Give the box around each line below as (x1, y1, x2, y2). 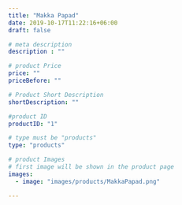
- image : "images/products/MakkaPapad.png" (15, 177, 160, 185)
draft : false (8, 26, 51, 34)
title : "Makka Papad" (8, 11, 80, 20)
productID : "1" (8, 120, 58, 128)
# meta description (8, 40, 72, 48)
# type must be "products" (8, 134, 97, 142)
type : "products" (8, 141, 65, 150)
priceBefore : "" (8, 76, 61, 84)
